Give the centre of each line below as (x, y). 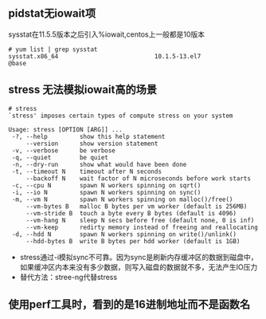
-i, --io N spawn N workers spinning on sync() (106, 192)
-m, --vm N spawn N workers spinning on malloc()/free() (122, 199)
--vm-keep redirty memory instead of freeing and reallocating (142, 227)
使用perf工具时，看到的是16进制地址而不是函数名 (129, 305)
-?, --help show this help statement (88, 136)
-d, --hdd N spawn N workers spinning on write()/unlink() (124, 234)
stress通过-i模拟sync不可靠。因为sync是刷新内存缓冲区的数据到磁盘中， (139, 257)
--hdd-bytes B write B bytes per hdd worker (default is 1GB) (133, 241)
